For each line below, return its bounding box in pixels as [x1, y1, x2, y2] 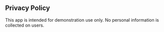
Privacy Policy [5, 4, 51, 12]
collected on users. [5, 22, 45, 28]
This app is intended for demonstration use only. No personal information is [5, 17, 160, 23]
